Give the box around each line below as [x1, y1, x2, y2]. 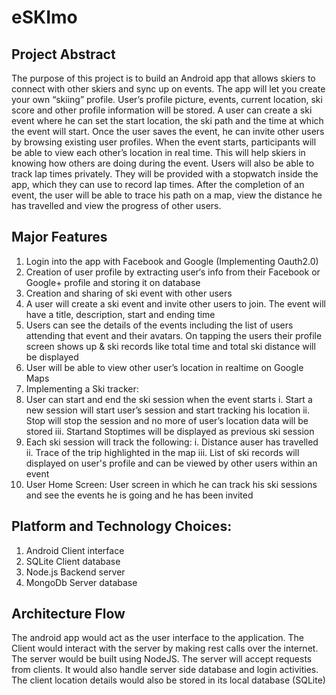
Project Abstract [11, 46, 116, 63]
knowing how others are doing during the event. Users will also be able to [11, 157, 315, 169]
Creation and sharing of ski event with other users [25, 287, 233, 299]
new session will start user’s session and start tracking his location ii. [25, 404, 311, 416]
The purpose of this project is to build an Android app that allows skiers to [11, 72, 316, 84]
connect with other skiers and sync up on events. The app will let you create [11, 83, 326, 95]
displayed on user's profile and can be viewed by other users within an [25, 457, 318, 469]
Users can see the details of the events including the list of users [25, 319, 294, 331]
